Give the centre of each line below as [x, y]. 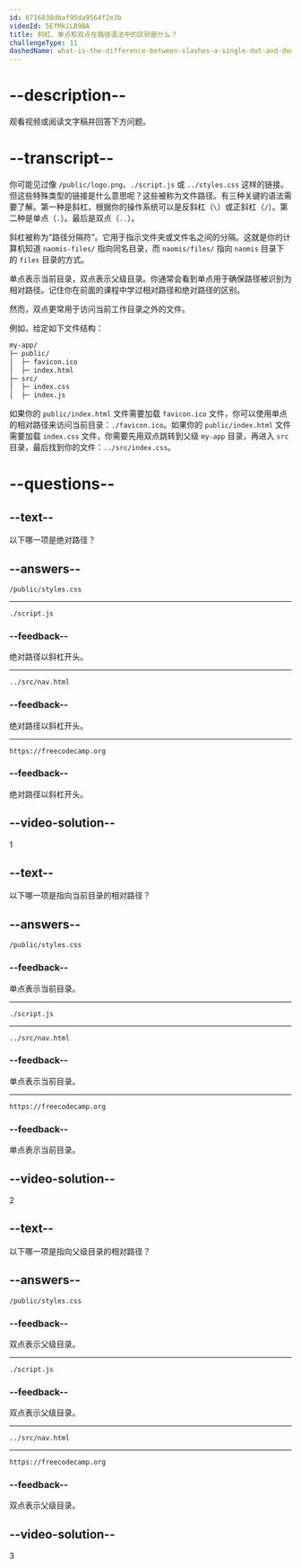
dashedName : [31, 51]
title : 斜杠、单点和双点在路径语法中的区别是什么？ [93, 34]
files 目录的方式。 [54, 260]
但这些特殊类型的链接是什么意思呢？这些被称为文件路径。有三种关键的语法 [146, 195]
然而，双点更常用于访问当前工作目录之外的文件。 [99, 309]
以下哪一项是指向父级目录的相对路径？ [80, 1251]
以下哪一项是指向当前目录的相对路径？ [80, 896]
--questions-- [62, 484]
